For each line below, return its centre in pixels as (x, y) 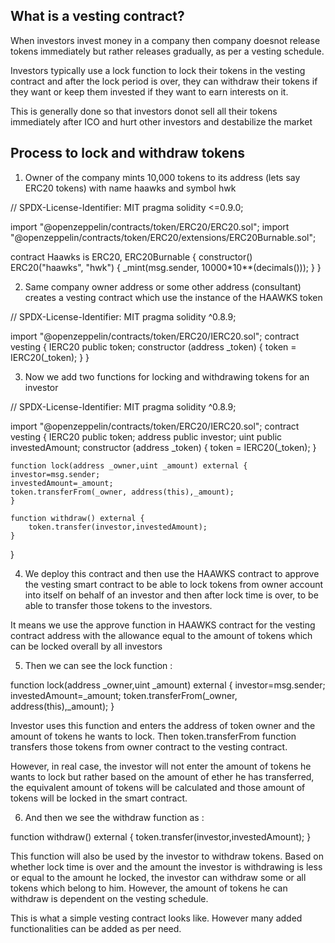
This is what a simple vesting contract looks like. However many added (156, 918)
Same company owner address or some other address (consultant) (163, 286)
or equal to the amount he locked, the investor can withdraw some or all (158, 877)
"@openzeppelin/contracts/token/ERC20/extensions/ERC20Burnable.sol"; (163, 237)
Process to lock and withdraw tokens (128, 153)
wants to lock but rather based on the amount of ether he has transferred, (162, 776)
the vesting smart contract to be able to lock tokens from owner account (174, 584)
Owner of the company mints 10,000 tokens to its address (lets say (162, 177)
